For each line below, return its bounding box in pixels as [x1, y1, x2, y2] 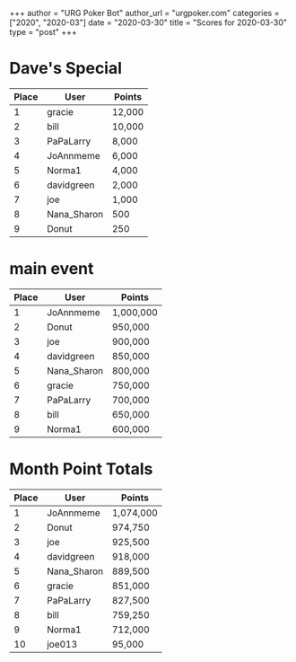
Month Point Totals [9, 459, 153, 480]
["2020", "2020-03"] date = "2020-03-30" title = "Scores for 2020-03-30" [9, 17, 288, 28]
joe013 [46, 638, 78, 650]
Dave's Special [9, 58, 123, 79]
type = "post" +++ [9, 27, 78, 37]
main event [9, 259, 94, 279]
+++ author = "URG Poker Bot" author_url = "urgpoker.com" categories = [9, 8, 280, 18]
